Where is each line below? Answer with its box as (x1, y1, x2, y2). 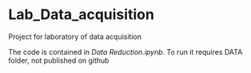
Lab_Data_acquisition (8, 6, 154, 24)
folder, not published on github (8, 56, 110, 65)
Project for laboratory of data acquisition (8, 32, 142, 41)
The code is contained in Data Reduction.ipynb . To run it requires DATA (8, 47, 243, 56)
